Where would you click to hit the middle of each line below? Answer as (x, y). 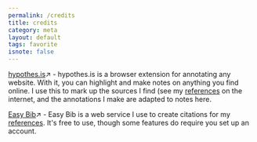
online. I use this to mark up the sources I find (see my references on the (125, 91)
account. (22, 131)
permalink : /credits (42, 15)
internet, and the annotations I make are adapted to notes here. (110, 99)
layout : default (34, 37)
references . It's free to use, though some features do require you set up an (128, 123)
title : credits (33, 23)
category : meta (33, 30)
